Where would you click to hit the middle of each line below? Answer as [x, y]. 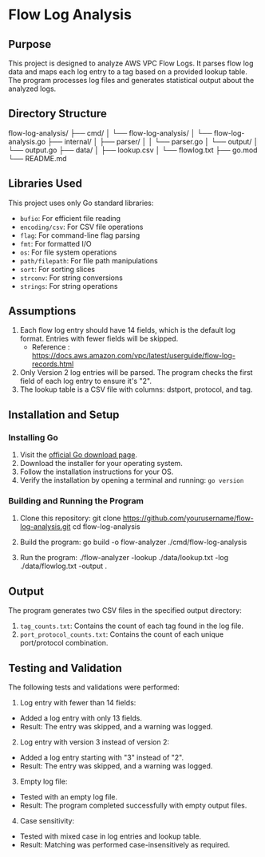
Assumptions [42, 312]
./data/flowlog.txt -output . [63, 566]
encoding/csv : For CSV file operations [81, 227]
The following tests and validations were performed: [94, 687]
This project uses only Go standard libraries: [81, 203]
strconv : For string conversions [71, 278]
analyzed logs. [32, 89]
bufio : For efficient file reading [70, 218]
